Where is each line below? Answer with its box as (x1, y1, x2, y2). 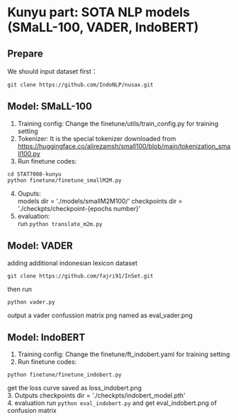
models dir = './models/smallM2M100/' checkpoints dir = (17, 196, 183, 205)
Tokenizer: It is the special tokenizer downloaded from (17, 134, 176, 142)
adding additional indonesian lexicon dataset (7, 259, 138, 267)
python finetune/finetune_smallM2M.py (7, 176, 122, 184)
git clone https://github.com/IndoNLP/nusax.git (7, 81, 154, 89)
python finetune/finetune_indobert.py (7, 371, 122, 379)
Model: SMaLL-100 (7, 101, 92, 113)
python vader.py (7, 298, 55, 305)
